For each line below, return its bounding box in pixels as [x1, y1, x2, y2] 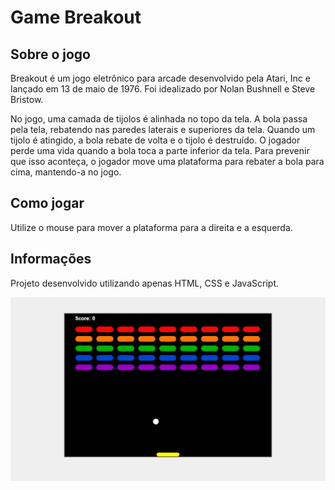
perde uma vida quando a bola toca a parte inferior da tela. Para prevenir [10, 145, 310, 156]
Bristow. [10, 94, 44, 105]
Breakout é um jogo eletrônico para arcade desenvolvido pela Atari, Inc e [10, 72, 311, 84]
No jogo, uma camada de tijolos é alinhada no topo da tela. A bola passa [10, 113, 308, 125]
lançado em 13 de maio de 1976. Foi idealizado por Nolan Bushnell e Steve [10, 83, 316, 95]
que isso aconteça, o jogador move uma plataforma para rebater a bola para [10, 156, 325, 167]
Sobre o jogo [10, 46, 91, 63]
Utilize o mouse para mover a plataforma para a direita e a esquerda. [10, 221, 293, 233]
